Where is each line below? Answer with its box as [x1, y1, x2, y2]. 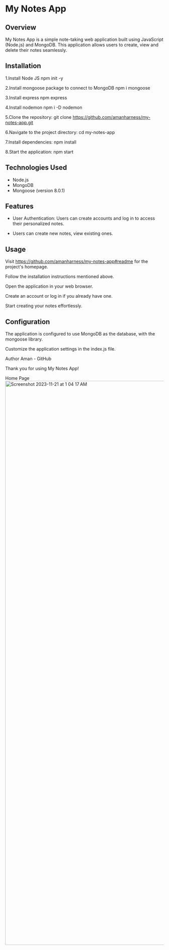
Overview [5, 23, 37, 32]
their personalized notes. [12, 221, 64, 227]
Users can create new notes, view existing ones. [12, 230, 113, 237]
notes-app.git [5, 119, 34, 125]
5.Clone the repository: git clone [5, 114, 72, 120]
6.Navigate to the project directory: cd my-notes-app [5, 129, 115, 135]
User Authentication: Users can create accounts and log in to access [12, 215, 155, 222]
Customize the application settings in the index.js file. [5, 346, 116, 352]
